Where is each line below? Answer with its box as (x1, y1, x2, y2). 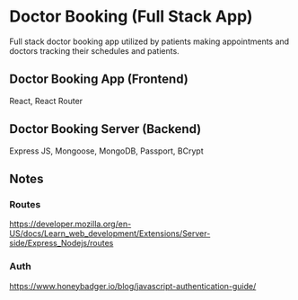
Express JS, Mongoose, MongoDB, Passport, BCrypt (9, 146, 204, 156)
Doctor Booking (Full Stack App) (9, 6, 253, 27)
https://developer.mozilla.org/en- (9, 218, 132, 230)
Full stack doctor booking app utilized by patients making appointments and (9, 36, 290, 47)
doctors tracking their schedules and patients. (9, 45, 180, 56)
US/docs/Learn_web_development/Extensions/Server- (9, 228, 211, 239)
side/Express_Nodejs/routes (9, 238, 114, 249)
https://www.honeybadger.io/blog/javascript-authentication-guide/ (9, 280, 257, 291)
